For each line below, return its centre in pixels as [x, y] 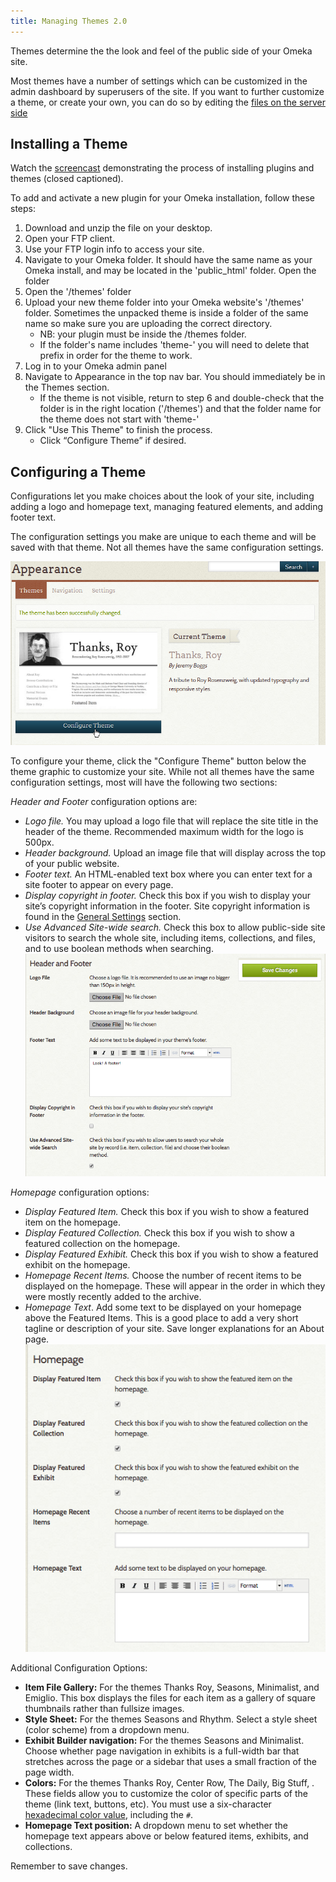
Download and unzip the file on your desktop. [118, 228]
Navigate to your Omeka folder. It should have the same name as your [168, 260]
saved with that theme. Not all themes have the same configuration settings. [167, 547]
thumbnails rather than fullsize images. [104, 1708]
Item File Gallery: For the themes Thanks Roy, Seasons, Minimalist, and [172, 1687]
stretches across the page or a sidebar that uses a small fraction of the [170, 1761]
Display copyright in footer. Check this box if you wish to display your [168, 895]
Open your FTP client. [69, 239]
